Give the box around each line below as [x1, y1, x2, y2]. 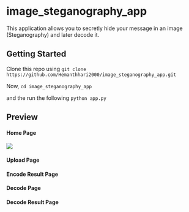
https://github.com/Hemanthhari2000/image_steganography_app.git [6, 72, 176, 78]
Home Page [6, 129, 37, 136]
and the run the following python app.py [6, 94, 107, 102]
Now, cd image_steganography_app [6, 82, 92, 89]
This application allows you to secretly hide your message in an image [6, 25, 183, 32]
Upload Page [6, 156, 40, 164]
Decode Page [6, 184, 41, 192]
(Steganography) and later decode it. [6, 31, 100, 38]
